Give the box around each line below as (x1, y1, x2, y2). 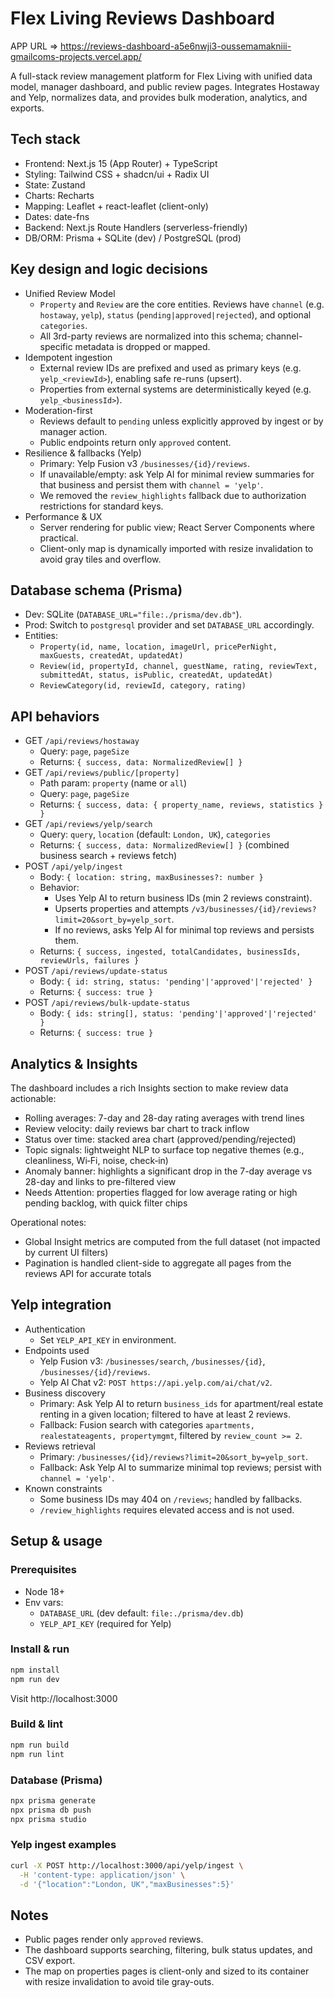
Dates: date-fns (24, 210, 90, 222)
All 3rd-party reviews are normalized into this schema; (39, 330, 264, 342)
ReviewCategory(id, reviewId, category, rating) (39, 681, 247, 691)
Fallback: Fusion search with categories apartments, (39, 1418, 255, 1431)
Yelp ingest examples (10, 1838, 117, 1852)
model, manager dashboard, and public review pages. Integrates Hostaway (10, 80, 320, 92)
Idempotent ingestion (24, 351, 113, 363)
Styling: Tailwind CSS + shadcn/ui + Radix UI (24, 168, 210, 180)
